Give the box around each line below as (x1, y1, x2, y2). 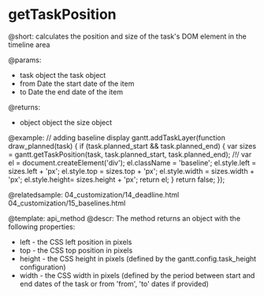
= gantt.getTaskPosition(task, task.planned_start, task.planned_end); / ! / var (8, 150, 252, 159)
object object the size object (19, 117, 113, 127)
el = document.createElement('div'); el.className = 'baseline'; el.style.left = (8, 157, 257, 167)
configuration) (19, 262, 66, 272)
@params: (8, 55, 42, 65)
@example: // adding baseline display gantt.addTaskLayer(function (8, 132, 226, 142)
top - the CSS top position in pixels (19, 246, 133, 255)
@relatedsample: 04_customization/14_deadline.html (8, 190, 180, 199)
